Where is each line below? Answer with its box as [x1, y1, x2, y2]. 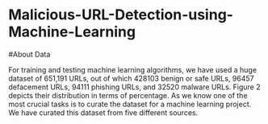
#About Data [8, 49, 51, 59]
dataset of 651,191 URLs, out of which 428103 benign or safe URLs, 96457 [8, 73, 254, 83]
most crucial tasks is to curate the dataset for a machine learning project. [8, 99, 252, 109]
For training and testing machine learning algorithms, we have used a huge [8, 64, 257, 74]
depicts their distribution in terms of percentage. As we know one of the [8, 90, 248, 100]
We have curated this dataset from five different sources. [8, 107, 199, 118]
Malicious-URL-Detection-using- [8, 6, 234, 24]
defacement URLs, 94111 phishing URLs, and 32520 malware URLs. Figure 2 [8, 82, 261, 92]
